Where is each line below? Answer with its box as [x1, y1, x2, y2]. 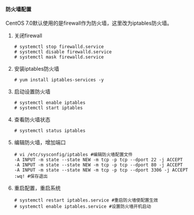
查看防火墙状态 [14, 116, 51, 123]
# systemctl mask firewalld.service [14, 54, 104, 60]
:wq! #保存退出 [14, 174, 48, 180]
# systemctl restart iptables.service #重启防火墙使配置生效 [14, 197, 158, 203]
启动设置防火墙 [14, 88, 51, 95]
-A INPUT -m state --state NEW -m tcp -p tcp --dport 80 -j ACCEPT [14, 162, 183, 168]
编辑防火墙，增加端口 [14, 139, 66, 146]
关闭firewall [14, 32, 42, 39]
